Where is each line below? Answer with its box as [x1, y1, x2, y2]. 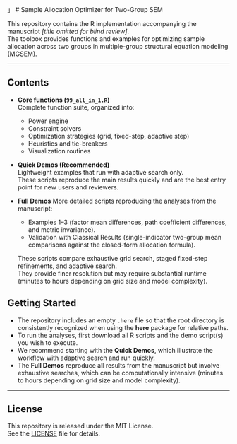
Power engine [28, 117, 69, 125]
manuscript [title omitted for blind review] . [7, 27, 129, 35]
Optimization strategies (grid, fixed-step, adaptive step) [28, 132, 190, 140]
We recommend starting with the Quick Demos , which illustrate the [17, 346, 213, 354]
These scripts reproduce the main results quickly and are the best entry [17, 175, 226, 184]
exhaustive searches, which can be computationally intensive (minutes [17, 368, 224, 377]
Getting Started [7, 297, 77, 309]
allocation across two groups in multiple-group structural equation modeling [7, 42, 229, 50]
